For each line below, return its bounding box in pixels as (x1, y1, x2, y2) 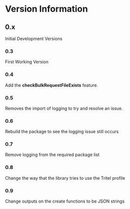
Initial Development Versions (5, 36, 63, 41)
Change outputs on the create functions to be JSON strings (5, 198, 125, 204)
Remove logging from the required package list (5, 152, 100, 158)
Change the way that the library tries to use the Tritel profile (5, 175, 126, 181)
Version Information (5, 3, 88, 15)
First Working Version (5, 59, 49, 65)
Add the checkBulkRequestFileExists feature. (5, 82, 98, 88)
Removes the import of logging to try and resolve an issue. (5, 105, 123, 111)
